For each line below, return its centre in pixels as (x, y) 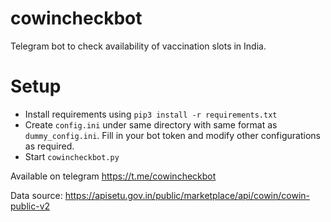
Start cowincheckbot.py (72, 156)
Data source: (36, 195)
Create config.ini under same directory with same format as (151, 124)
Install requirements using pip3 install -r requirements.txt (151, 114)
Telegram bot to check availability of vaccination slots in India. (138, 46)
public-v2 (30, 206)
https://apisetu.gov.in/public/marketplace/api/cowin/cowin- (187, 195)
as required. (49, 146)
